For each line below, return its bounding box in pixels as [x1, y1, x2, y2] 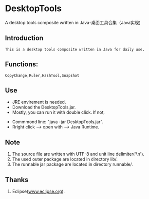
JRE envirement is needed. [12, 99, 66, 105]
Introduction [5, 34, 44, 42]
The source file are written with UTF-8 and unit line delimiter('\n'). [12, 151, 145, 157]
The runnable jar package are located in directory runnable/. [12, 162, 133, 167]
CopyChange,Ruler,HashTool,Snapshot [5, 73, 79, 78]
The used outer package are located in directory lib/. [12, 156, 118, 162]
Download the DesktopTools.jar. [12, 104, 76, 110]
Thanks [5, 176, 29, 184]
